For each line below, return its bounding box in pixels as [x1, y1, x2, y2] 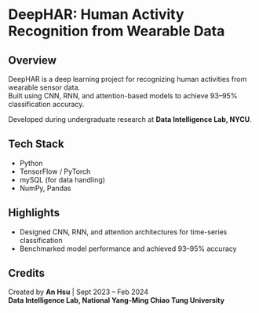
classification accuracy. [8, 100, 85, 109]
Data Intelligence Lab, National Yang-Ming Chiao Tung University [8, 296, 225, 305]
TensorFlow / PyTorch [19, 167, 91, 176]
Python [19, 158, 43, 168]
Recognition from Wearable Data [8, 22, 225, 40]
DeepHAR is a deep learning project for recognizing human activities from [8, 75, 247, 83]
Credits [8, 267, 46, 280]
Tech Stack [8, 138, 64, 151]
